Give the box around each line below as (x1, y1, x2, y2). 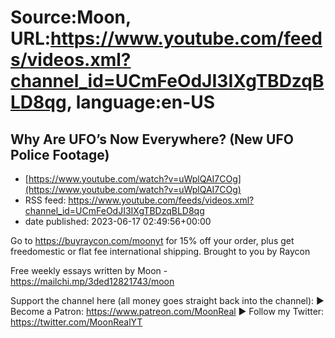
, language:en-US (66, 91, 216, 114)
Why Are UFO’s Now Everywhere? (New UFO (10, 131, 294, 148)
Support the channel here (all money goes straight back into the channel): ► (10, 295, 325, 306)
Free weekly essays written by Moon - (10, 265, 168, 276)
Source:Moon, (10, 6, 132, 29)
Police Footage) (10, 146, 110, 163)
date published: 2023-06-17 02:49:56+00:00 (24, 216, 212, 227)
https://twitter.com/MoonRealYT (10, 316, 143, 328)
